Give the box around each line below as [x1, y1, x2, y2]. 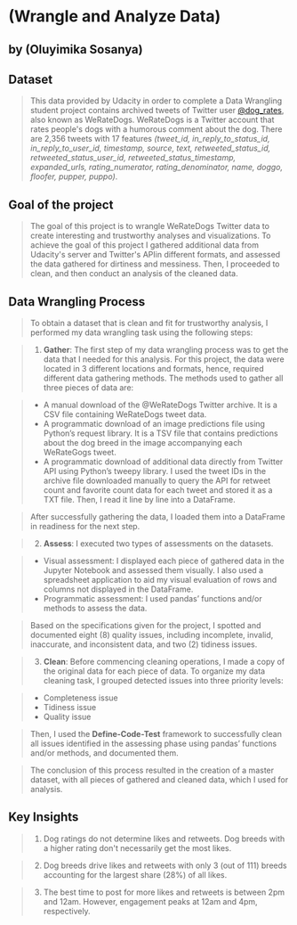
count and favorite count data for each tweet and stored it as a [43, 485, 273, 495]
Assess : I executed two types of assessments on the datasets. [43, 538, 274, 549]
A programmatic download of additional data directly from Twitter [43, 456, 284, 467]
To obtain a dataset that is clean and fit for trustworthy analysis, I [29, 318, 269, 329]
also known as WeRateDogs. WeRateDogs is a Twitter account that [29, 114, 275, 126]
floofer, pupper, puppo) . [29, 171, 118, 182]
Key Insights [8, 809, 79, 825]
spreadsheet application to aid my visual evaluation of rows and [43, 575, 277, 585]
